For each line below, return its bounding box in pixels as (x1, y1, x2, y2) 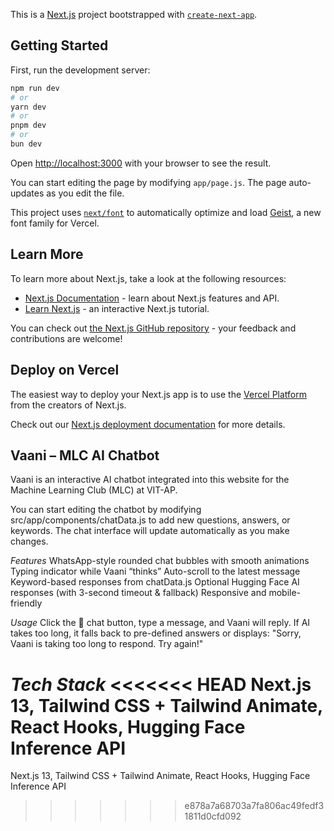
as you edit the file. (46, 187, 125, 199)
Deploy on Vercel (10, 362, 120, 379)
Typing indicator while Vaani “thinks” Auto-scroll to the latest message (10, 565, 301, 578)
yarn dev (10, 102, 47, 112)
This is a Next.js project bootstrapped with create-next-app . (10, 9, 258, 20)
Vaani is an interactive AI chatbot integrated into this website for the (10, 474, 290, 486)
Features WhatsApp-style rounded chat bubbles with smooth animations (10, 555, 310, 567)
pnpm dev (10, 120, 47, 131)
